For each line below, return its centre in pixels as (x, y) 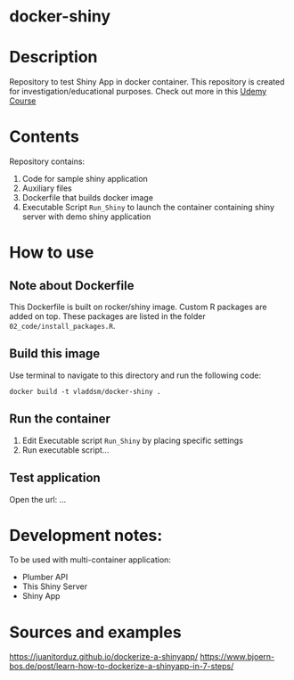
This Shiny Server (55, 586)
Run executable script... (65, 450)
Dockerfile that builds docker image (88, 198)
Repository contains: (47, 161)
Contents (45, 137)
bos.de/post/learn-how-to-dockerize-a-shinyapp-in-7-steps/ (122, 667)
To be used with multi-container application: (90, 560)
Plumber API (45, 578)
